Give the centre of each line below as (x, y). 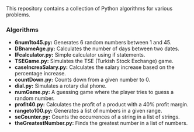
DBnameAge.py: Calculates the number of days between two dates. (97, 48)
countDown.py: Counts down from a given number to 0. (82, 80)
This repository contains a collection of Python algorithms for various (89, 8)
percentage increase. (40, 74)
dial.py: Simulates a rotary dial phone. (60, 86)
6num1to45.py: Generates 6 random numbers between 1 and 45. (93, 43)
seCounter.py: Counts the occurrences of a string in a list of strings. (97, 117)
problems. (18, 15)
